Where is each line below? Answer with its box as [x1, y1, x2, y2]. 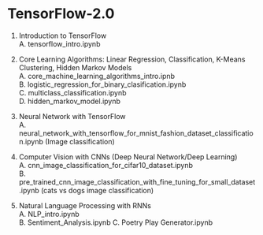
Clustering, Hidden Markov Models [18, 62, 132, 72]
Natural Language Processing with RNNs [18, 200, 151, 210]
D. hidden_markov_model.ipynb [18, 96, 121, 106]
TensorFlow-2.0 [7, 5, 115, 23]
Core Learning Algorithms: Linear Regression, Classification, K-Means [18, 54, 246, 64]
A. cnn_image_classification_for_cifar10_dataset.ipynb [18, 160, 194, 170]
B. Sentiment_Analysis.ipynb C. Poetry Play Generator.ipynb [18, 218, 213, 227]
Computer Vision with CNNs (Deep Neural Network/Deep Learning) [18, 151, 238, 162]
